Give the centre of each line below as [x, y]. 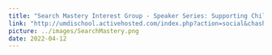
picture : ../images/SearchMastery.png [74, 31]
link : [17, 23]
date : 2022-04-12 [38, 38]
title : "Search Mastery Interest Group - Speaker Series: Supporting [128, 16]
